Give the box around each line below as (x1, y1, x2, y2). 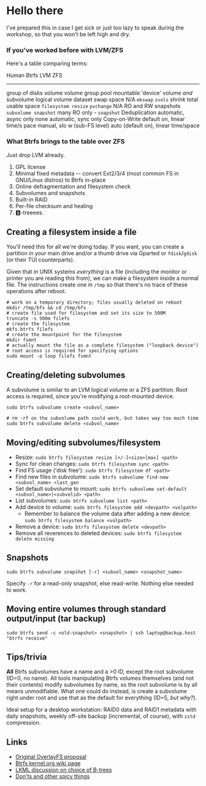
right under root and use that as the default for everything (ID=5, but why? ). (6, 694, 197, 701)
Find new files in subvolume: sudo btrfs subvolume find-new (15, 473, 169, 480)
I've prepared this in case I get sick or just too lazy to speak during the (6, 24, 184, 31)
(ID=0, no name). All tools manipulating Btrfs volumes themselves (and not (6, 674, 194, 682)
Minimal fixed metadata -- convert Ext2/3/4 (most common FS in (15, 169, 179, 177)
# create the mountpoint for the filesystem (6, 332, 122, 338)
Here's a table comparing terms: (6, 60, 88, 67)
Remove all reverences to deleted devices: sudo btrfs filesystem (15, 529, 182, 537)
